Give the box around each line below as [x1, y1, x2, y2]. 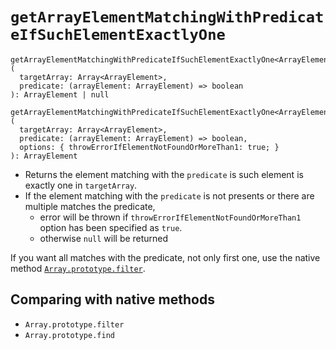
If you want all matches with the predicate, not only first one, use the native [10, 251, 321, 263]
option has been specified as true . [39, 221, 183, 233]
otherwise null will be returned [39, 232, 169, 244]
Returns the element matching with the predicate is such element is [24, 168, 304, 180]
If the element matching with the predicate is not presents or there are [24, 189, 315, 202]
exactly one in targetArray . [24, 179, 138, 191]
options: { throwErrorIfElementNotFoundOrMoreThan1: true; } [19, 142, 280, 152]
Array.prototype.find [24, 330, 115, 340]
